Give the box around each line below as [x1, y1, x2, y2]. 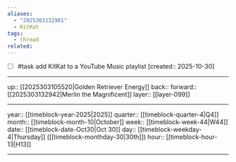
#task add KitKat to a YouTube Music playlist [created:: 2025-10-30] [17, 62, 215, 70]
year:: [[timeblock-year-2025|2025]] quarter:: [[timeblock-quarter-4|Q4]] [7, 110, 219, 119]
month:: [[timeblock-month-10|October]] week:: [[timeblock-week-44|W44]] [7, 118, 228, 126]
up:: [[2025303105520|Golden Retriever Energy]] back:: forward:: [7, 83, 197, 91]
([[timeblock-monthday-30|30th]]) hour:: [46, 133, 165, 141]
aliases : [7, 10, 33, 18]
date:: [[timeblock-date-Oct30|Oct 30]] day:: [7, 126, 137, 134]
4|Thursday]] [7, 133, 46, 141]
